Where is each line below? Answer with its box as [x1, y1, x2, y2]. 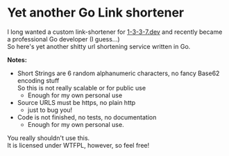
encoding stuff [17, 76, 60, 84]
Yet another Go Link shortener [7, 5, 185, 21]
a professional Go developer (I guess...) [7, 35, 120, 43]
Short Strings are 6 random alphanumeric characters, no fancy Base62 [17, 69, 220, 77]
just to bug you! [27, 106, 73, 114]
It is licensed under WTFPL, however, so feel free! [7, 141, 150, 149]
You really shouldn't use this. [7, 133, 90, 142]
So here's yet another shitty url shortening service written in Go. [7, 42, 191, 50]
